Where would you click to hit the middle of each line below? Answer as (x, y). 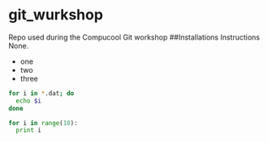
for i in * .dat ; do (41, 93)
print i (29, 131)
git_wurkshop (56, 15)
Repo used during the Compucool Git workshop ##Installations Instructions (134, 37)
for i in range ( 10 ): (43, 123)
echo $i (29, 101)
